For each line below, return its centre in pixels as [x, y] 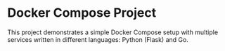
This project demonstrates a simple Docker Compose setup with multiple [113, 32]
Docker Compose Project [82, 13]
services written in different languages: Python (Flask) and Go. [98, 39]
